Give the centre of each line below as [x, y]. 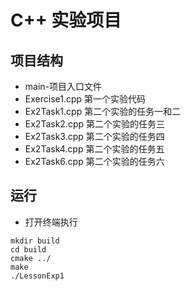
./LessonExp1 [37, 276]
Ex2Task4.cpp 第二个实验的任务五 [94, 149]
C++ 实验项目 [66, 20]
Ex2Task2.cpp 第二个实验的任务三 [94, 124]
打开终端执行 [51, 222]
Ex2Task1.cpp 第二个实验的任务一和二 [103, 111]
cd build [28, 249]
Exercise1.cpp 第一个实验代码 [85, 99]
